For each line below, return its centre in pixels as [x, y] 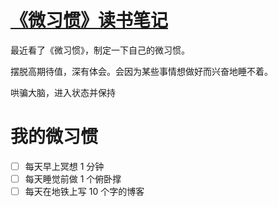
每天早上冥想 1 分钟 [64, 166]
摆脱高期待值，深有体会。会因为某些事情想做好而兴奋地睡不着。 [141, 71]
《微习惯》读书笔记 [89, 20]
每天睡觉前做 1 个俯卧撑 [73, 178]
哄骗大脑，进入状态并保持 [63, 92]
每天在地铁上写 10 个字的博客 [84, 191]
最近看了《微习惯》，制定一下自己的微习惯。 [100, 50]
